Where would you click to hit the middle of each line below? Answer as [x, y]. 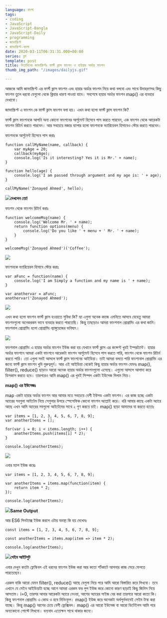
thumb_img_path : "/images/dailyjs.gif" [47, 70]
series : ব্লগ [16, 56]
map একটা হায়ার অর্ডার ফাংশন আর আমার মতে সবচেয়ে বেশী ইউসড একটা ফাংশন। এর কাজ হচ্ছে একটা [79, 395]
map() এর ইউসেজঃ [21, 385]
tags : [11, 14]
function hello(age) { [29, 171]
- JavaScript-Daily [25, 33]
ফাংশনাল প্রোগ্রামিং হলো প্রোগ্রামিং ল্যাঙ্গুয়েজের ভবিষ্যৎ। [42, 328]
